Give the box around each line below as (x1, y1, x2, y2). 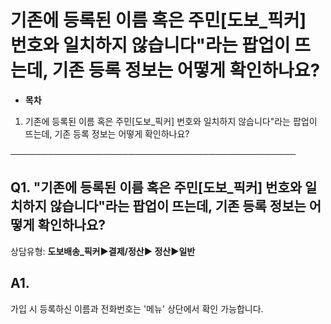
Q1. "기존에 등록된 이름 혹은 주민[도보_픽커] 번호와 (10, 179, 303, 196)
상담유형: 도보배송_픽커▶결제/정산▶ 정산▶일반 (10, 245, 196, 257)
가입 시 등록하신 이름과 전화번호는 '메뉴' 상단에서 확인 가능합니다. (10, 302, 264, 315)
